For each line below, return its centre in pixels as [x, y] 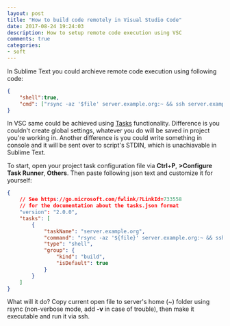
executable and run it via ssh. [49, 316]
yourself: [20, 181]
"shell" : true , [39, 97]
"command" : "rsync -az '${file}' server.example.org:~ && [128, 237]
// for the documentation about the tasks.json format [99, 206]
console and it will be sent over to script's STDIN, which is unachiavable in [112, 145]
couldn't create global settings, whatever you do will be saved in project [108, 130]
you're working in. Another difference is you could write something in [105, 138]
